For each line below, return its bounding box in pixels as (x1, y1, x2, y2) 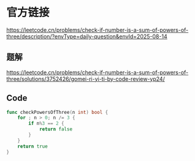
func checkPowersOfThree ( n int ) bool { (6, 109, 109, 115)
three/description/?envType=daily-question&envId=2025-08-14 (6, 32, 167, 40)
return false (39, 126, 72, 132)
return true (17, 143, 48, 149)
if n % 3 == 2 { (28, 121, 64, 127)
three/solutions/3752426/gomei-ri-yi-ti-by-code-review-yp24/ (6, 75, 166, 83)
